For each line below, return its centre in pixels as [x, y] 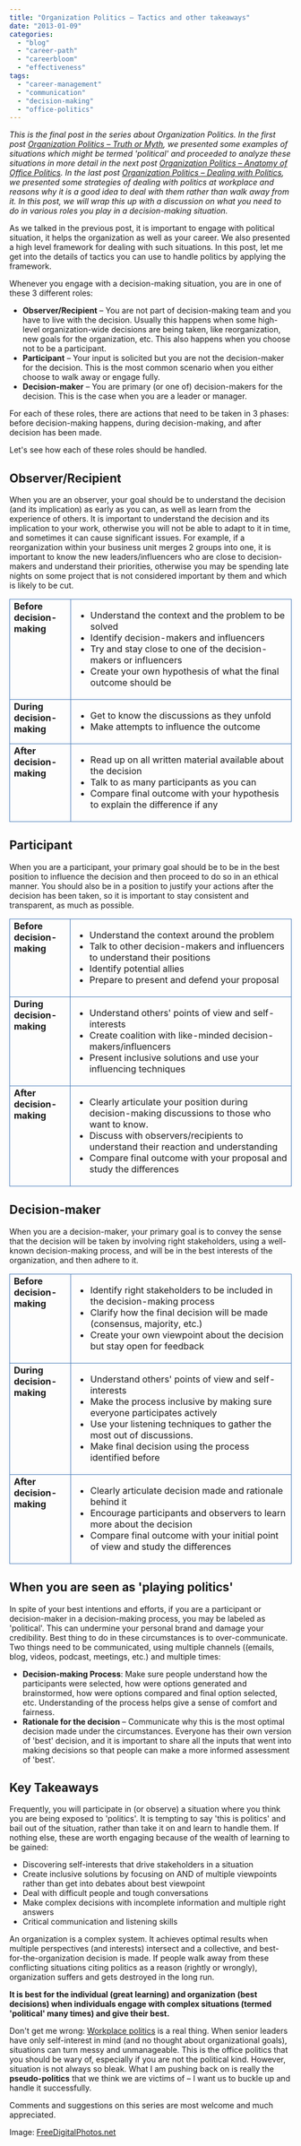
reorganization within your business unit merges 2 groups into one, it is [140, 547]
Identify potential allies [137, 969]
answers [38, 1912]
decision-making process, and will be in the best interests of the [154, 1250]
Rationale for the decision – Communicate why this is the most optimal [153, 1721]
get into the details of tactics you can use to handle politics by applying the [148, 257]
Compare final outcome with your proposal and [188, 1158]
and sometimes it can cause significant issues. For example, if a [127, 538]
